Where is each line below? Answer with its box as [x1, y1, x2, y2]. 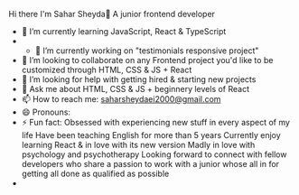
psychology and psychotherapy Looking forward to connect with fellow [21, 149, 287, 160]
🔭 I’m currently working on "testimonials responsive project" [34, 45, 259, 56]
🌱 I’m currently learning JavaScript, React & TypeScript [21, 26, 227, 36]
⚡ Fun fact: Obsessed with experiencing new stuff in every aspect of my [21, 117, 291, 127]
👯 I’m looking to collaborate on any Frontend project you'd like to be [21, 55, 274, 65]
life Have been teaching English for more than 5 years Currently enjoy [21, 130, 281, 140]
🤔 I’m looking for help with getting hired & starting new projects [21, 74, 257, 85]
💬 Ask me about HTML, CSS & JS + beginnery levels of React [21, 84, 250, 94]
